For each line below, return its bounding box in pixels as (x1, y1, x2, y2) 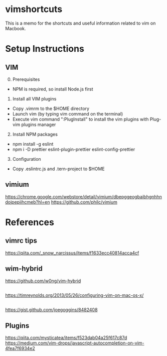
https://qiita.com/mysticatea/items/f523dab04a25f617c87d (5, 335, 127, 341)
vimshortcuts (5, 4, 63, 15)
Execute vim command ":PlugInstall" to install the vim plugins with (12, 116, 149, 122)
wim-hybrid (5, 265, 43, 273)
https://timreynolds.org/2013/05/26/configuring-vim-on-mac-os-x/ (5, 292, 144, 298)
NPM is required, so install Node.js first (12, 86, 94, 92)
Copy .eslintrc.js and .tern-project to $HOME (12, 166, 105, 172)
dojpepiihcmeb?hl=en (5, 199, 50, 205)
